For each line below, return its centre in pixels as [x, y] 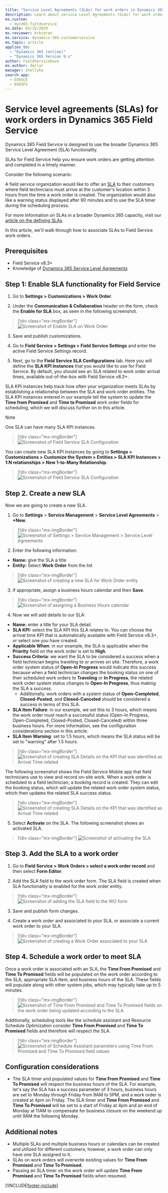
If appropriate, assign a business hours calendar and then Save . [78, 590]
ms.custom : [16, 19]
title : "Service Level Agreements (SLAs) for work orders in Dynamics [80, 10]
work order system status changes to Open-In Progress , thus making [84, 683]
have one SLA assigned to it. [42, 1154]
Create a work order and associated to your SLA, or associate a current [86, 921]
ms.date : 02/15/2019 [27, 29]
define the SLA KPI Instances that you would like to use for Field [79, 366]
